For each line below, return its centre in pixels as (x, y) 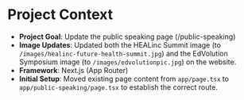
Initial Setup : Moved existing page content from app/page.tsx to (124, 79)
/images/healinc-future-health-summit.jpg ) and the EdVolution (123, 53)
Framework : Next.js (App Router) (74, 70)
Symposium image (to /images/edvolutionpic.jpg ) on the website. (128, 62)
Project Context (60, 15)
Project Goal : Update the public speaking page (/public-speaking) (127, 37)
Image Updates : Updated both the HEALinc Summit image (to (120, 44)
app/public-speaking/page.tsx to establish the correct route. (118, 87)
